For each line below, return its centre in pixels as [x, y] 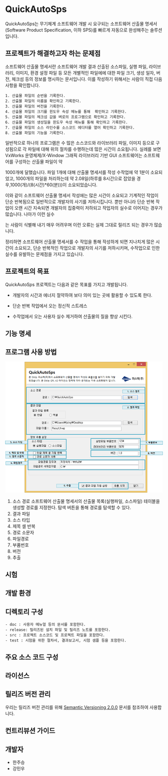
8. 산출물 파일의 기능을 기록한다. [35, 133]
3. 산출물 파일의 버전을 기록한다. [35, 106]
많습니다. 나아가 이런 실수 [30, 214]
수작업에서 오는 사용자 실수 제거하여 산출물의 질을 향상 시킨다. [72, 316]
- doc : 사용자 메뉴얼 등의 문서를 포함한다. [45, 625]
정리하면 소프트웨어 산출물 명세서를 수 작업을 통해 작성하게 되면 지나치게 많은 [80, 242]
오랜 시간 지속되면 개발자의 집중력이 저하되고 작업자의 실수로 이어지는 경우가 [88, 208]
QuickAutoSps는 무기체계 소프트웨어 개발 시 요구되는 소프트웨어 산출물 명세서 [81, 24]
